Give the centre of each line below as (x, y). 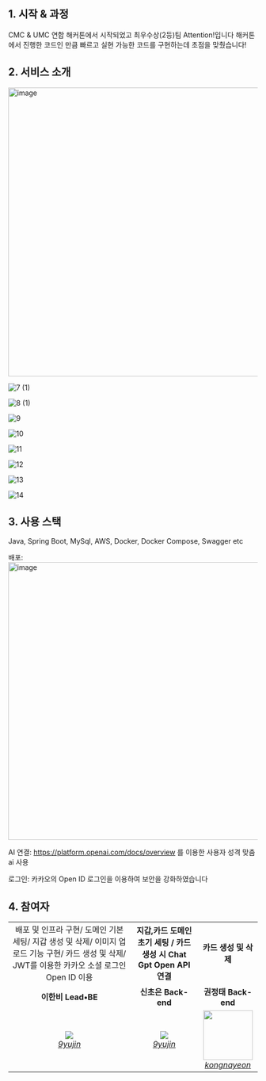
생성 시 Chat (164, 955)
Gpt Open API (164, 965)
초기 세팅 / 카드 (164, 943)
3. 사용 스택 (35, 522)
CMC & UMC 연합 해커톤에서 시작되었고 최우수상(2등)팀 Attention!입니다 (121, 35)
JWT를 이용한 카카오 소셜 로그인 (69, 965)
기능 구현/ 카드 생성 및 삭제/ (78, 953)
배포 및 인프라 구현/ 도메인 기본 (70, 930)
